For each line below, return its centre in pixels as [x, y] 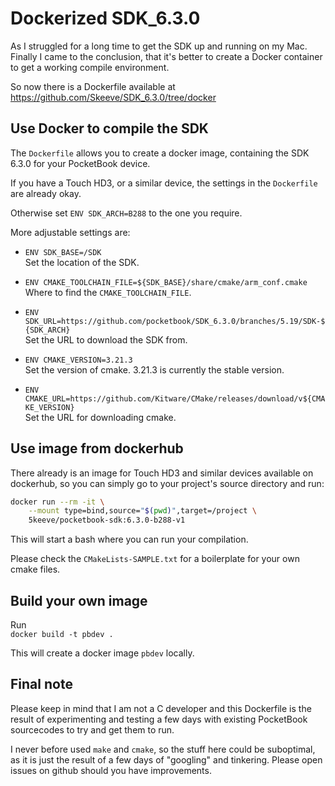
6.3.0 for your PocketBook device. [80, 163]
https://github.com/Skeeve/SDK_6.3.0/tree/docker [113, 97]
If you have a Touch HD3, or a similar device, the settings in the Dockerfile [164, 183]
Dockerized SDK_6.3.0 [105, 18]
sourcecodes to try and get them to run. [92, 729]
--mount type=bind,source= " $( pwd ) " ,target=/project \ [142, 511]
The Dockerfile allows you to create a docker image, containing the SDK [160, 153]
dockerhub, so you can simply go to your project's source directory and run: [167, 483]
